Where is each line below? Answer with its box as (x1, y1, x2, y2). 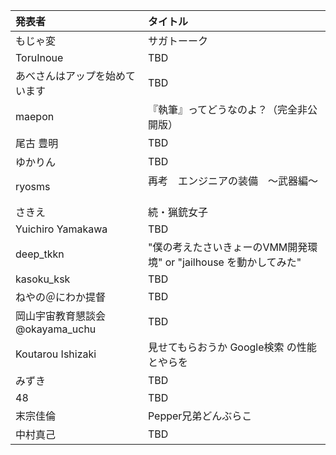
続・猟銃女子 (147, 205, 208, 219)
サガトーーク (147, 34, 208, 48)
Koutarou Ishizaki (15, 347, 97, 361)
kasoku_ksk (15, 272, 71, 286)
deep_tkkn (15, 247, 65, 261)
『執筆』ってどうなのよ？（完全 (147, 103, 298, 116)
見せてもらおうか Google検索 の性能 (147, 340, 317, 354)
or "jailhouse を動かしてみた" (164, 255, 302, 269)
